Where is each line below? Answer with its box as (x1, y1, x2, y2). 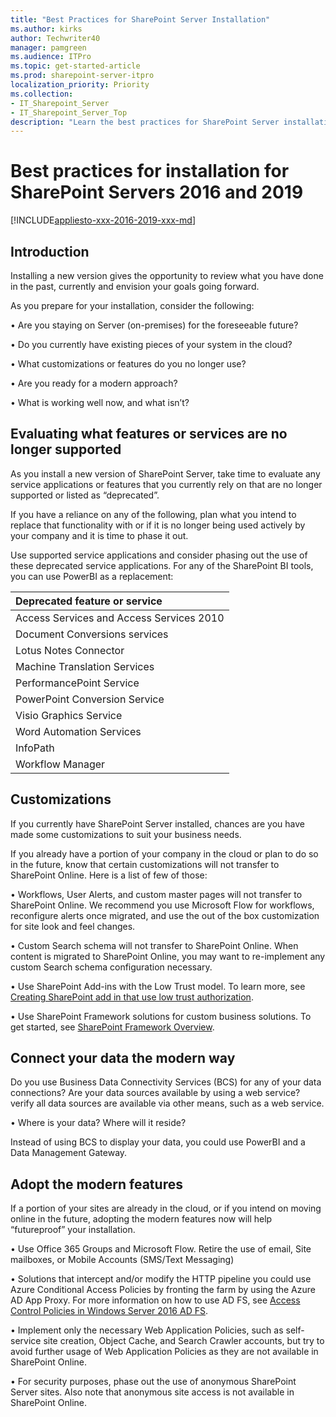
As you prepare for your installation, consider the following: (10, 300, 255, 311)
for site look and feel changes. (10, 920, 136, 932)
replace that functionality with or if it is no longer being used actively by (10, 519, 306, 531)
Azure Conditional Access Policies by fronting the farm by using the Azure (10, 1284, 316, 1296)
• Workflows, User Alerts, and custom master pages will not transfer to (10, 888, 303, 900)
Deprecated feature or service (15, 594, 163, 608)
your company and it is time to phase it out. (10, 529, 189, 541)
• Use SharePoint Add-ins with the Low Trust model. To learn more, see (10, 980, 306, 992)
